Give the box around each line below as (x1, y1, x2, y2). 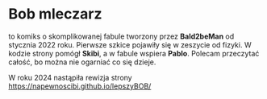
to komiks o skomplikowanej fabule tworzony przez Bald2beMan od (8, 31, 235, 41)
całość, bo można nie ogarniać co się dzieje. (8, 57, 156, 67)
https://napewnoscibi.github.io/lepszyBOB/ (8, 81, 152, 91)
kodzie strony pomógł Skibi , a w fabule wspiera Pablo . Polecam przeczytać (8, 48, 260, 58)
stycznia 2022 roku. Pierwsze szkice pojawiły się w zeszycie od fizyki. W (8, 39, 252, 49)
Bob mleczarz (8, 5, 102, 23)
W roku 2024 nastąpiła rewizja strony (8, 72, 132, 82)
